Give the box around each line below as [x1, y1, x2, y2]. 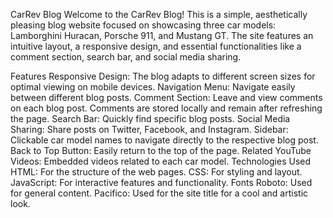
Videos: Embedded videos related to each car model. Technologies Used [10, 155, 311, 167]
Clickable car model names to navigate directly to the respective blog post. [10, 134, 319, 146]
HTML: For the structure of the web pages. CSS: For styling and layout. [10, 166, 303, 178]
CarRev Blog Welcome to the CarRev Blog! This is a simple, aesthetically [10, 9, 308, 20]
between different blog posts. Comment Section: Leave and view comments [10, 92, 323, 103]
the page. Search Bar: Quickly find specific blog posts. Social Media [10, 113, 291, 124]
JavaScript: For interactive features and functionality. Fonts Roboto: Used [10, 177, 313, 188]
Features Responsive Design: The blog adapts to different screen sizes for [10, 70, 316, 82]
